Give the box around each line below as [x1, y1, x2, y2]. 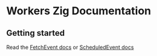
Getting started [6, 28, 65, 38]
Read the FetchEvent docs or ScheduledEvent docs [6, 43, 134, 51]
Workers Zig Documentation [6, 4, 152, 18]
